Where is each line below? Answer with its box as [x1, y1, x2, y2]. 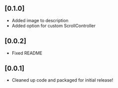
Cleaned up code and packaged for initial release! [11, 77, 114, 83]
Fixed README [11, 50, 42, 56]
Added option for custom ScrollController [11, 23, 96, 29]
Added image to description [11, 17, 69, 23]
